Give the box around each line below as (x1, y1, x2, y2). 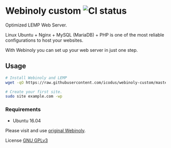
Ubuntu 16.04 (12, 117, 41, 124)
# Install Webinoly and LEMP (5, 75, 67, 80)
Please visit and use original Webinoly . (5, 127, 86, 133)
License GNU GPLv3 (5, 137, 48, 143)
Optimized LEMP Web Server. (5, 22, 67, 28)
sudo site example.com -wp (5, 94, 63, 99)
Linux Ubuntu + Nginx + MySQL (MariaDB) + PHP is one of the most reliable (5, 32, 164, 38)
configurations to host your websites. (5, 37, 83, 43)
